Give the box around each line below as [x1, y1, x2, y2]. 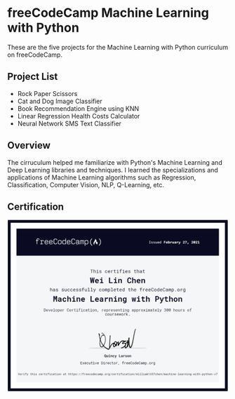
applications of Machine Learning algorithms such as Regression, [7, 173, 196, 182]
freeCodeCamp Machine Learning [7, 5, 209, 21]
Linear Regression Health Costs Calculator [17, 111, 140, 120]
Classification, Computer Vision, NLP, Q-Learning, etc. [7, 180, 165, 189]
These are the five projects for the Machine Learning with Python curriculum [7, 43, 229, 51]
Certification [7, 201, 65, 212]
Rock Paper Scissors [17, 89, 78, 97]
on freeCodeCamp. [7, 50, 63, 59]
